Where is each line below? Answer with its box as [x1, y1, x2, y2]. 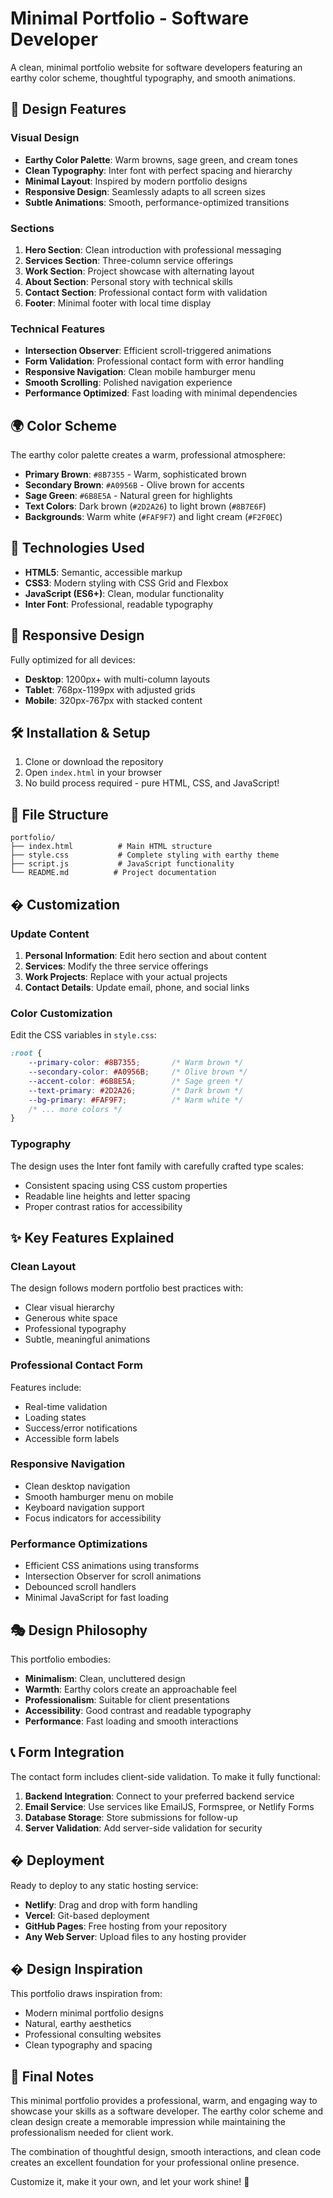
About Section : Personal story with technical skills [24, 275, 233, 287]
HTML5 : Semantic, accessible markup [24, 566, 183, 578]
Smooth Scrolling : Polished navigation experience [24, 377, 233, 389]
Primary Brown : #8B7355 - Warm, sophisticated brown [24, 468, 247, 481]
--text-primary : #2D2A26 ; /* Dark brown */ [28, 1085, 244, 1096]
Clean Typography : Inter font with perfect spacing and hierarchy [24, 164, 293, 176]
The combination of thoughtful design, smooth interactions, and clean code [10, 2146, 322, 2158]
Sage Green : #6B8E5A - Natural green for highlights [24, 490, 233, 502]
